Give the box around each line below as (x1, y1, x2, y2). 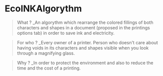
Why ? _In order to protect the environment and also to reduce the (17, 60, 153, 66)
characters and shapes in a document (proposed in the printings (17, 24, 150, 30)
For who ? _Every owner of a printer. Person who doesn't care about (17, 39, 158, 45)
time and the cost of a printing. (17, 65, 81, 71)
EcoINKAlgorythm (5, 3, 82, 14)
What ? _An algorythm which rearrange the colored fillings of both (17, 19, 153, 25)
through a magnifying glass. (17, 50, 75, 56)
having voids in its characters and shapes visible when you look (17, 45, 149, 51)
